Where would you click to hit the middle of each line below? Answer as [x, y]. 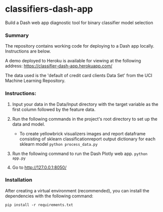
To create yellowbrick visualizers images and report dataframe [82, 133]
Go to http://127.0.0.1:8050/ [39, 167]
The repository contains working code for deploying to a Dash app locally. [80, 46]
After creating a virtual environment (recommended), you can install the [77, 190]
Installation [19, 180]
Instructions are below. [28, 51]
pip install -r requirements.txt [39, 205]
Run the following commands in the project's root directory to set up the [85, 119]
